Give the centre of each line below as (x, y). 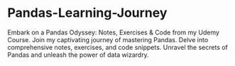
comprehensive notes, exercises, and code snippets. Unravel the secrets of (118, 47)
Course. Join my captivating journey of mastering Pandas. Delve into (108, 39)
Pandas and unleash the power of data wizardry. (78, 55)
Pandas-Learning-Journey (87, 13)
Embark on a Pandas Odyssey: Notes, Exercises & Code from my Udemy (114, 32)
